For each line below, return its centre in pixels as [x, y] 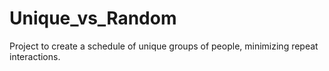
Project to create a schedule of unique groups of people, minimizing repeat [164, 46]
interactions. [35, 56]
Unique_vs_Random [93, 18]
